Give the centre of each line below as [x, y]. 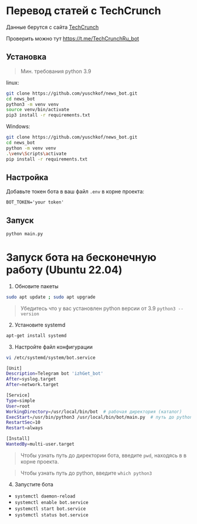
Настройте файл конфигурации [53, 347]
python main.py [25, 234]
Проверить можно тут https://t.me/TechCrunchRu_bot [73, 38]
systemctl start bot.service [50, 509]
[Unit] [14, 368]
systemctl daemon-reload [45, 496]
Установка [26, 57]
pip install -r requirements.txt [47, 159]
